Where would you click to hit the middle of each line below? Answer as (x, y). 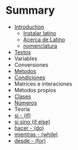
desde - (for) (30, 140)
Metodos (25, 71)
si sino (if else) (32, 121)
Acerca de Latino (44, 39)
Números (25, 102)
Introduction (29, 27)
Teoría (22, 109)
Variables (26, 58)
